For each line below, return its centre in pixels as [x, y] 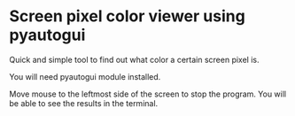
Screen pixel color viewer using [127, 16]
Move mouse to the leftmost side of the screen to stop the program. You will [148, 94]
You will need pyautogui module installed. [85, 76]
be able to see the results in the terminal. [84, 103]
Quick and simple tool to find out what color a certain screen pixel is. [134, 59]
